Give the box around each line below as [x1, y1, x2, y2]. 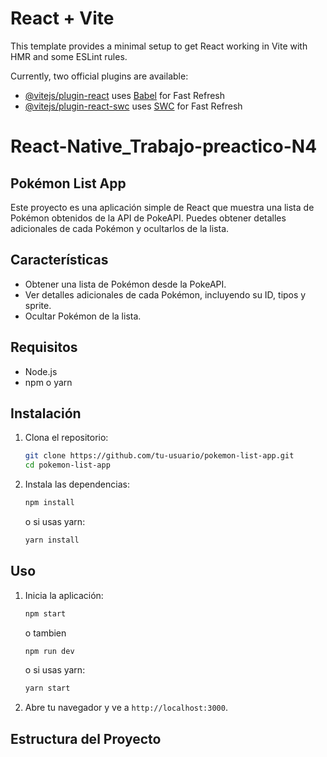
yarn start [24, 683, 71, 694]
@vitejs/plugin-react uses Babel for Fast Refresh [24, 89, 226, 101]
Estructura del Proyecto [10, 730, 162, 747]
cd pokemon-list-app [24, 460, 111, 471]
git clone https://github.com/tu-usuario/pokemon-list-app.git [24, 451, 295, 461]
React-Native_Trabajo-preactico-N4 [10, 135, 318, 158]
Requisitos [10, 339, 78, 356]
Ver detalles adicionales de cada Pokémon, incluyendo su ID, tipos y [24, 288, 307, 301]
